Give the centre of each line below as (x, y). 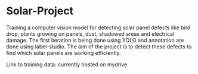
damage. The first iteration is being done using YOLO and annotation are (95, 40)
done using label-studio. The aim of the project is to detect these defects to (99, 47)
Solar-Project (40, 11)
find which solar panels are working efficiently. (64, 53)
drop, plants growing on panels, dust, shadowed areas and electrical (90, 33)
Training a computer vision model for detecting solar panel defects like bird (98, 27)
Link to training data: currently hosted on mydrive (67, 64)
